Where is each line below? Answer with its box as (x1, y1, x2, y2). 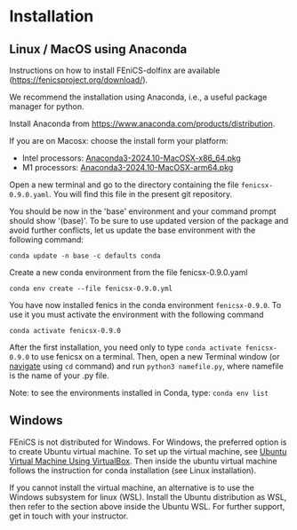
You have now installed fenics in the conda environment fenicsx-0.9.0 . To (9, 300, 282, 310)
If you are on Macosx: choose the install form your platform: (9, 136, 229, 146)
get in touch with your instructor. (9, 510, 129, 521)
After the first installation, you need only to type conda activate (9, 342, 242, 352)
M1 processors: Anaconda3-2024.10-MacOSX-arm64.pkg (21, 162, 234, 172)
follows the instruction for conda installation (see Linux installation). (9, 464, 256, 476)
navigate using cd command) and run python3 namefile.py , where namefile (9, 361, 285, 371)
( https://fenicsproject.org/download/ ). (9, 75, 148, 85)
